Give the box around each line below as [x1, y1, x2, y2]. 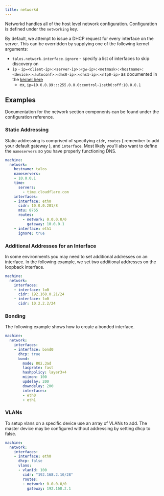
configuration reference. [5, 114, 54, 120]
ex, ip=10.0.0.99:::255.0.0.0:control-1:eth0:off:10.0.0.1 [19, 82, 141, 88]
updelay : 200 [23, 379, 49, 384]
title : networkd [5, 7, 38, 12]
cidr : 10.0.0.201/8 [18, 203, 58, 208]
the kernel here [12, 76, 43, 82]
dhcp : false [18, 459, 43, 464]
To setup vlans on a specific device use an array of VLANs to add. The [5, 420, 147, 426]
